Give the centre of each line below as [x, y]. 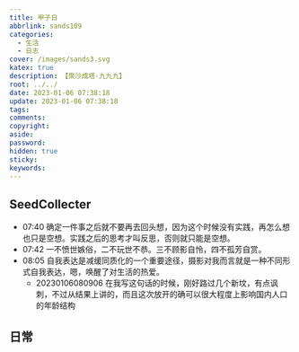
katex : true [31, 68]
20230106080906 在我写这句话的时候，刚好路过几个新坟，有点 [153, 283]
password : [28, 143]
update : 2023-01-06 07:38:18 [64, 101]
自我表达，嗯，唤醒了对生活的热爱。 [97, 272]
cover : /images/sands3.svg [60, 59]
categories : [31, 34]
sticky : [24, 159]
